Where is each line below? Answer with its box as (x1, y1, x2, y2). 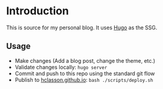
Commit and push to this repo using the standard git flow (14, 70, 155, 77)
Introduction (6, 4, 69, 18)
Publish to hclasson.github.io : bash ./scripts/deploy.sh (14, 76, 153, 83)
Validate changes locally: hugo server (14, 63, 107, 70)
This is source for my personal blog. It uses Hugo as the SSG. (6, 24, 158, 31)
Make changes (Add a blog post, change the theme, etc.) (14, 57, 155, 64)
